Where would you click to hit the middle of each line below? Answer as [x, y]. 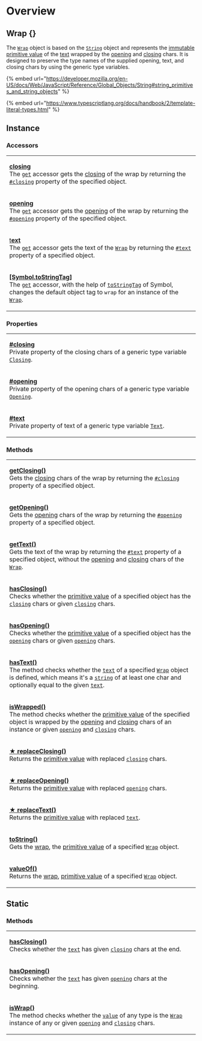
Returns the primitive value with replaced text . [75, 818]
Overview [31, 11]
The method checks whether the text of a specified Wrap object [99, 670]
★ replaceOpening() [39, 781]
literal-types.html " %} [33, 109]
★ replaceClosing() [38, 751]
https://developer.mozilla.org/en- [87, 79]
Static [17, 903]
